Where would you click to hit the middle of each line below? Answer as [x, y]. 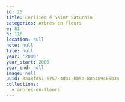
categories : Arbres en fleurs [44, 23]
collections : [23, 85]
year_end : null [25, 67]
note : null [20, 46]
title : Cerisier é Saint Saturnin [50, 17]
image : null [21, 73]
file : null [20, 51]
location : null [25, 40]
